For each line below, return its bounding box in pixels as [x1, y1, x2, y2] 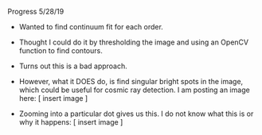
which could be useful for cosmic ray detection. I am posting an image [18, 85, 250, 94]
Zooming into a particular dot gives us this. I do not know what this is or [18, 109, 254, 118]
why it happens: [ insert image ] [18, 118, 123, 126]
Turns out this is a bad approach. [18, 61, 128, 71]
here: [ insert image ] [18, 94, 88, 102]
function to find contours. [18, 46, 103, 55]
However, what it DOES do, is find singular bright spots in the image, [18, 77, 244, 86]
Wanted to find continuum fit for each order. [18, 22, 164, 31]
